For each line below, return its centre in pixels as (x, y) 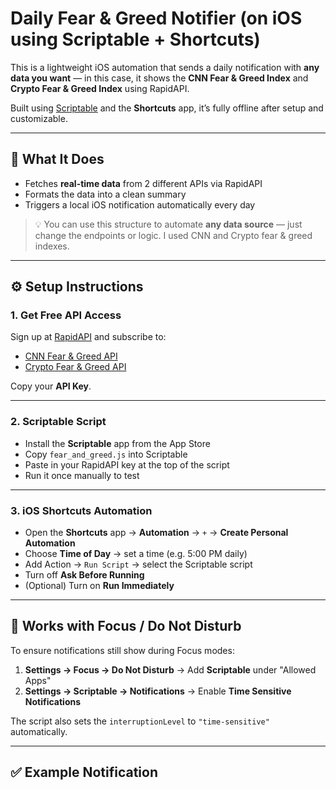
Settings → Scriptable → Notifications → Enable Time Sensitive (158, 691)
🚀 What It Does (57, 159)
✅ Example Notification (84, 772)
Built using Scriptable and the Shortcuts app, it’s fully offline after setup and (167, 108)
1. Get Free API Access (66, 315)
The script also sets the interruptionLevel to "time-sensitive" (140, 721)
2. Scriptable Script (58, 422)
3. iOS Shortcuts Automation (81, 510)
